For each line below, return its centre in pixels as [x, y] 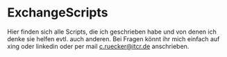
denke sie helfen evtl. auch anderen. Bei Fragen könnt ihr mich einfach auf [113, 38]
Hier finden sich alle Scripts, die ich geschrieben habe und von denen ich [112, 32]
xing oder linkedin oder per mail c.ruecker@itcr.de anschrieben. [98, 46]
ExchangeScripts [58, 13]
